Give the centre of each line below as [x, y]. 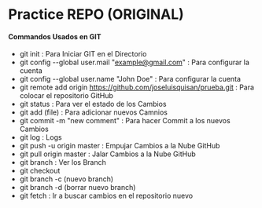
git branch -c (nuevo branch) [66, 179]
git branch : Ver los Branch [63, 162]
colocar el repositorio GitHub [66, 96]
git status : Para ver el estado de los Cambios [93, 104]
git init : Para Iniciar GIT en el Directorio [83, 54]
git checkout [40, 171]
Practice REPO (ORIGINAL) [96, 15]
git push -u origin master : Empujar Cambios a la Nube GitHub [120, 146]
